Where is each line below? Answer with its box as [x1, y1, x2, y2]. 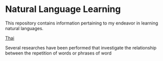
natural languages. [5, 25, 43, 31]
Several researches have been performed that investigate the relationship [5, 44, 156, 50]
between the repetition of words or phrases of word [5, 50, 111, 56]
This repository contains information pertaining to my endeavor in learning [5, 20, 158, 26]
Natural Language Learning [5, 3, 121, 15]
